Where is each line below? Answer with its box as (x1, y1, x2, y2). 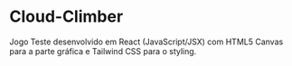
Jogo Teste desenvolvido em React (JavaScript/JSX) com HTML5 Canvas (9, 36, 284, 47)
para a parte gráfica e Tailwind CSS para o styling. (9, 45, 197, 56)
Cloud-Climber (9, 6, 124, 27)
